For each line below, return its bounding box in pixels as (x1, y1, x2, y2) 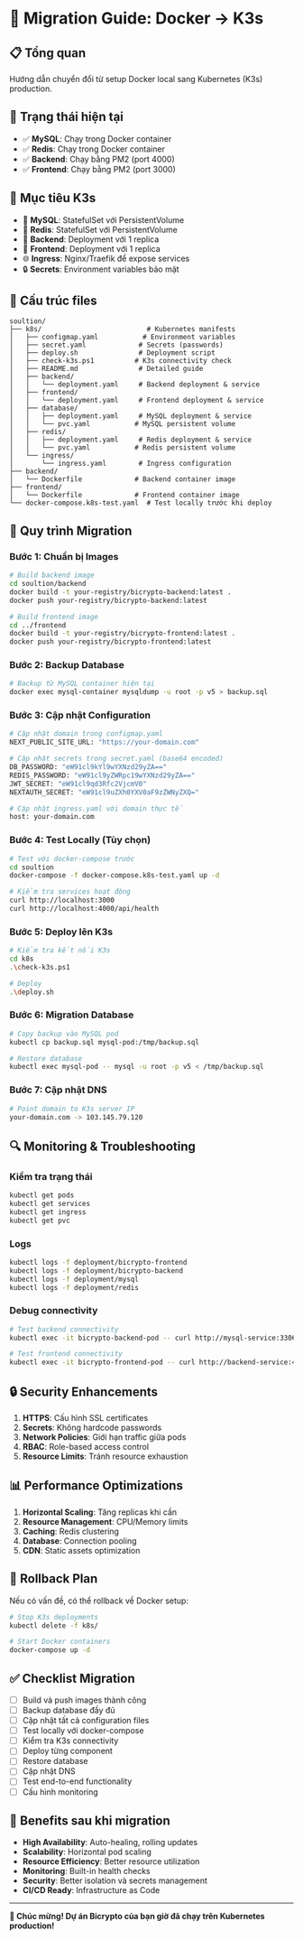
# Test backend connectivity (9, 1324, 119, 1334)
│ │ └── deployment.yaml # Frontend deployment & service (9, 396, 264, 405)
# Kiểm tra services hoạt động (9, 887, 131, 896)
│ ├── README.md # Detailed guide (9, 365, 204, 374)
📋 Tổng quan (9, 45, 87, 60)
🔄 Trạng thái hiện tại (9, 109, 124, 125)
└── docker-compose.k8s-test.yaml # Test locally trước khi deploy (9, 498, 272, 508)
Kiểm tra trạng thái (9, 1170, 93, 1183)
